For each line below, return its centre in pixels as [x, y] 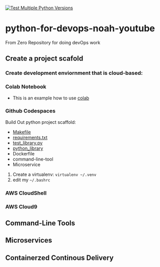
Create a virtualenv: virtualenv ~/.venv [55, 174]
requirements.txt [30, 137]
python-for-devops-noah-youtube [80, 29]
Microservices [29, 240]
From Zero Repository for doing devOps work [53, 42]
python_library [28, 148]
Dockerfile [23, 153]
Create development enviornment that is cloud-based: [74, 73]
